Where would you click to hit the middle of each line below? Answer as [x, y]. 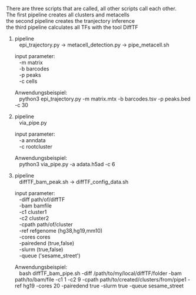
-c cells [28, 81]
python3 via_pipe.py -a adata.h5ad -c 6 [67, 164]
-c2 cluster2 [34, 218]
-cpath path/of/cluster [46, 224]
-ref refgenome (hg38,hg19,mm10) [61, 231]
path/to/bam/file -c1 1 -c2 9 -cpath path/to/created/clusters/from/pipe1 [100, 279]
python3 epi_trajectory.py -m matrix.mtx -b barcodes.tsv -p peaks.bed [105, 99]
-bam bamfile [35, 206]
